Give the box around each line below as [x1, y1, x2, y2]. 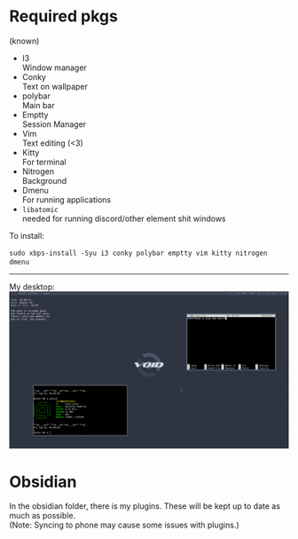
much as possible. [9, 511, 76, 521]
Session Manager [21, 118, 87, 130]
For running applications [21, 194, 112, 205]
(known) [9, 36, 40, 46]
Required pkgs [9, 6, 118, 27]
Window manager [21, 62, 87, 73]
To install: [9, 230, 44, 241]
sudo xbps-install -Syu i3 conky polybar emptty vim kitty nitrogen [9, 249, 268, 258]
